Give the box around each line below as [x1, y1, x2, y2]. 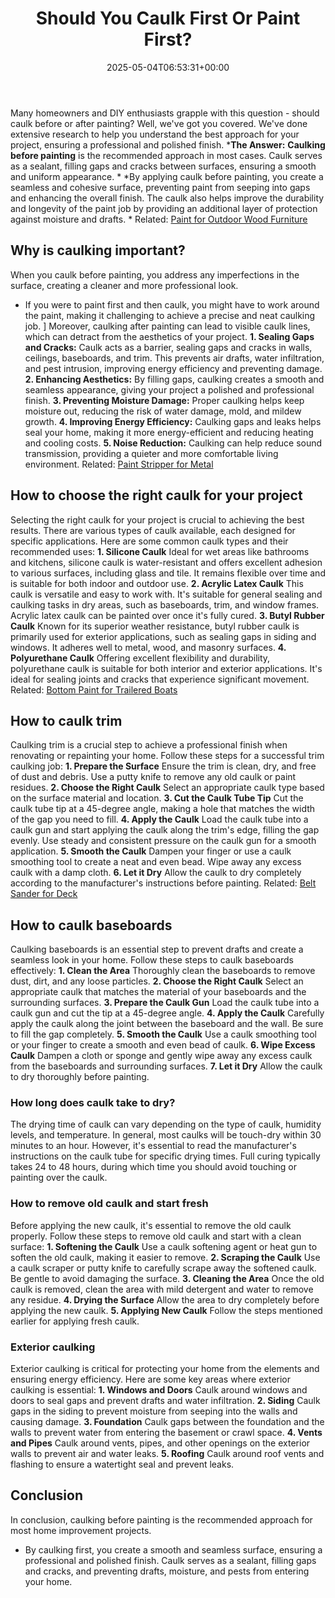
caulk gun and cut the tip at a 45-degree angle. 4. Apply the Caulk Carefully [10, 1007, 325, 1019]
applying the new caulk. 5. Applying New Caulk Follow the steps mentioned [10, 1304, 323, 1316]
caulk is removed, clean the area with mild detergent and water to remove [10, 1283, 314, 1295]
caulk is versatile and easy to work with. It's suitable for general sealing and [10, 588, 323, 600]
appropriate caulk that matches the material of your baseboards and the [10, 986, 307, 998]
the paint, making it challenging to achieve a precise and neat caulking [24, 309, 316, 321]
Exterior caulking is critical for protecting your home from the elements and [10, 1363, 320, 1375]
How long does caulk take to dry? [10, 1096, 176, 1110]
